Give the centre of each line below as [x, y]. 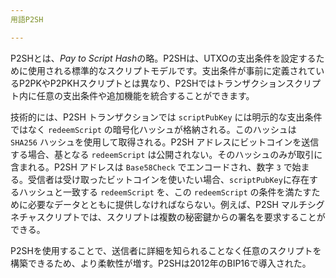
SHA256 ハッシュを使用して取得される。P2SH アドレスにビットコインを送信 [165, 142]
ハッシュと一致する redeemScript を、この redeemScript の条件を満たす [165, 192]
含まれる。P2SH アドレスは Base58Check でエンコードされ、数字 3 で [151, 167]
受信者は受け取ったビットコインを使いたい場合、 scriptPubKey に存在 [168, 179]
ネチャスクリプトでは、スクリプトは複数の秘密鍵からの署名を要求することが [168, 217]
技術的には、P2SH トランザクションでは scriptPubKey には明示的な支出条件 [166, 117]
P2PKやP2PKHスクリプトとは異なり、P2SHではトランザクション [152, 83]
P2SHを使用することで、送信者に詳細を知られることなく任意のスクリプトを [166, 250]
